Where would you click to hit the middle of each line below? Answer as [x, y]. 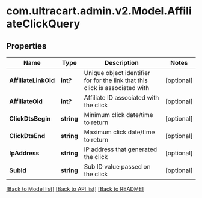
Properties [26, 46]
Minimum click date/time [118, 115]
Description [122, 63]
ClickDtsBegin [30, 118]
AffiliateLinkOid [32, 80]
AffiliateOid [26, 101]
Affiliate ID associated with [121, 97]
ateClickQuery [43, 24]
